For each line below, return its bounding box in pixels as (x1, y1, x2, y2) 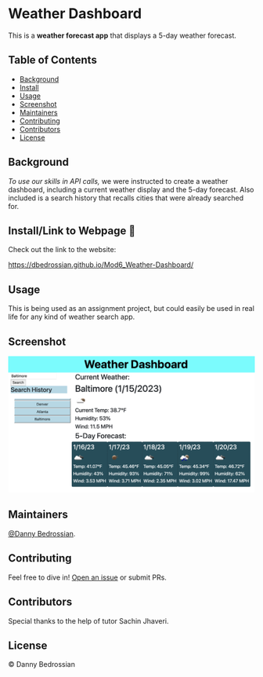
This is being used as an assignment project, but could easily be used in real (8, 304, 254, 313)
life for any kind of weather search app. (8, 312, 135, 322)
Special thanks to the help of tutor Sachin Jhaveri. (8, 616, 170, 625)
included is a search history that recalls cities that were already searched (8, 193, 244, 203)
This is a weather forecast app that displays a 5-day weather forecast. (8, 31, 237, 40)
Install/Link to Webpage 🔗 (8, 224, 136, 237)
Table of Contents (8, 53, 98, 67)
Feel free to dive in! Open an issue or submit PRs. (8, 573, 167, 582)
